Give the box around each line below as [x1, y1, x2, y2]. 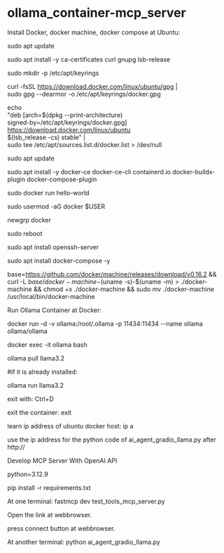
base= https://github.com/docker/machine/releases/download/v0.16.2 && [7, 269, 217, 278]
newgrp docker [7, 216, 51, 224]
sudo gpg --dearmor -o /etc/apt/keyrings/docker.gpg [7, 90, 161, 98]
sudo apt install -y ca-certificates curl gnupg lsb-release [7, 55, 171, 64]
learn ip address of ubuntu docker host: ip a [7, 421, 134, 430]
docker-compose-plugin [27, 175, 97, 183]
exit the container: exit [7, 408, 72, 416]
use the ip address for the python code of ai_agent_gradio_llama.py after [7, 435, 217, 444]
